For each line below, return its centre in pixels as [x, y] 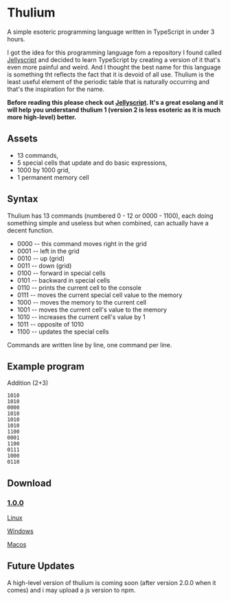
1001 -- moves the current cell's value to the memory [92, 309]
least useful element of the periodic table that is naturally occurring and [108, 81]
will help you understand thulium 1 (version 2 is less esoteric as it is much [114, 110]
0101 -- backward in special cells [64, 280]
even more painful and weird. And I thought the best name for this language [114, 67]
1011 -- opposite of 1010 [50, 324]
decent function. [31, 230]
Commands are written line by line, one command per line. [90, 345]
